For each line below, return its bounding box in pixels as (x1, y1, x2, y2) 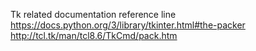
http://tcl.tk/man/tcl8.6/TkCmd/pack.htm (10, 30, 178, 41)
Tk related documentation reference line (10, 9, 177, 20)
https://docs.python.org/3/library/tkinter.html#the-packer (10, 19, 246, 31)
